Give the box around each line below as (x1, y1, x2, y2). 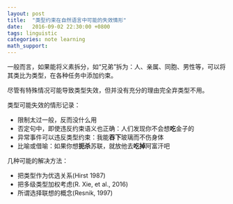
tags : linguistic (7, 29, 58, 37)
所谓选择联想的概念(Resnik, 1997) (17, 189, 113, 197)
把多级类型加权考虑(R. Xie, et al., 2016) (17, 180, 129, 188)
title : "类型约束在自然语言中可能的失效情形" (7, 17, 127, 24)
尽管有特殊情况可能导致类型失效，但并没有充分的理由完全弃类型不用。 (7, 86, 209, 94)
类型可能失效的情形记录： (7, 101, 81, 109)
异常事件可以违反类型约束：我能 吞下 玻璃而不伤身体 (17, 133, 164, 141)
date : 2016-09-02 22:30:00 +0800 (7, 23, 111, 30)
